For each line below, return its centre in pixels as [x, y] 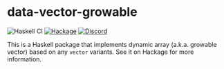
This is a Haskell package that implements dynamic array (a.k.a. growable [112, 44]
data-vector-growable [72, 12]
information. [25, 59]
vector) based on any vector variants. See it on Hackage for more [101, 52]
